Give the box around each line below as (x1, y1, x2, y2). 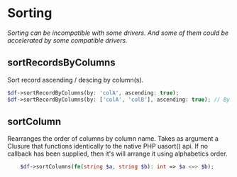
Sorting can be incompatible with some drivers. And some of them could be (7, 28, 229, 37)
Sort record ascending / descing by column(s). (7, 75, 144, 84)
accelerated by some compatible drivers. (7, 36, 128, 44)
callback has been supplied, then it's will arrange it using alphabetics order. (7, 149, 228, 158)
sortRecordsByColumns (7, 57, 116, 69)
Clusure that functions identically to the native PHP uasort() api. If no (7, 142, 208, 151)
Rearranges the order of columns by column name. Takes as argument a (7, 134, 219, 143)
